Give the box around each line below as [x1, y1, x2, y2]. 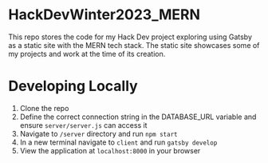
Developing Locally [8, 78, 138, 95]
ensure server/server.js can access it [19, 120, 148, 129]
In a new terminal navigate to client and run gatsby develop [19, 137, 218, 147]
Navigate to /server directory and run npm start [19, 129, 178, 138]
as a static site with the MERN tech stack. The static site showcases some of [8, 40, 260, 50]
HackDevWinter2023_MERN [8, 6, 201, 24]
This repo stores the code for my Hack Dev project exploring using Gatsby [8, 32, 253, 42]
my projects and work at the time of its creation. [8, 49, 166, 58]
